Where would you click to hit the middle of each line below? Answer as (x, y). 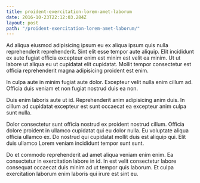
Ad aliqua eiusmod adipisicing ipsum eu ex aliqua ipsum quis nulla (87, 45)
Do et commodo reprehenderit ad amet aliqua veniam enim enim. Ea (90, 155)
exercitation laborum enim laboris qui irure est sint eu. (72, 174)
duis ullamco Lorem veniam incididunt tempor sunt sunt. (75, 143)
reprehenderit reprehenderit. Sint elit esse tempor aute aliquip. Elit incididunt (100, 52)
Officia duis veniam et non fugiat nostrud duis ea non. (72, 89)
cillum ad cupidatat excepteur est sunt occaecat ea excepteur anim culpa (96, 106)
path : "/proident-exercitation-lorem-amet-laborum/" (73, 28)
